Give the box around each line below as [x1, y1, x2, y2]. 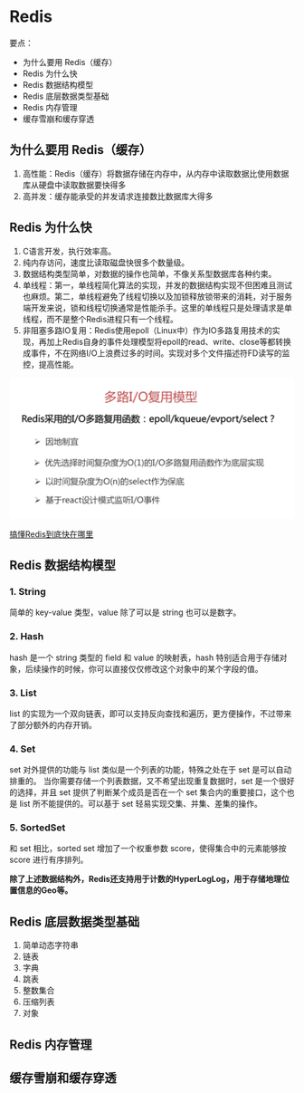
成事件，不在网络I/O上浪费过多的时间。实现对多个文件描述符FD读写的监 [22, 347, 290, 359]
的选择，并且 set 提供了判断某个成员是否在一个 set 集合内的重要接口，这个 [9, 787, 288, 798]
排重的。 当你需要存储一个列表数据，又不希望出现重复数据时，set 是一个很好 [9, 776, 296, 787]
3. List [9, 686, 37, 699]
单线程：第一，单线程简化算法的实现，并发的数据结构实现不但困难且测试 [22, 279, 292, 291]
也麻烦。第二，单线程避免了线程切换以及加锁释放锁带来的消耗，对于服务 [22, 291, 292, 302]
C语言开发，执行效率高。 [22, 245, 117, 256]
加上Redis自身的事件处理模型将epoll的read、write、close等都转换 [46, 336, 291, 347]
